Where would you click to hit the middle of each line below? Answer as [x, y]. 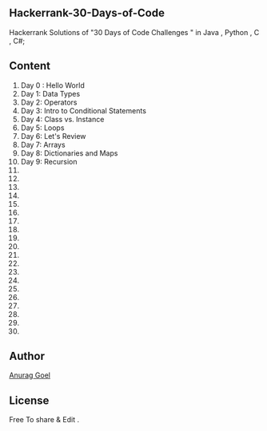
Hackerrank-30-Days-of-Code [87, 13]
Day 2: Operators [49, 102]
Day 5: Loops [42, 128]
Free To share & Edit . [44, 420]
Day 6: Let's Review [53, 136]
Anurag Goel [30, 375]
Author [27, 356]
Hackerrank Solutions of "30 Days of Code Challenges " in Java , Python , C [134, 32]
